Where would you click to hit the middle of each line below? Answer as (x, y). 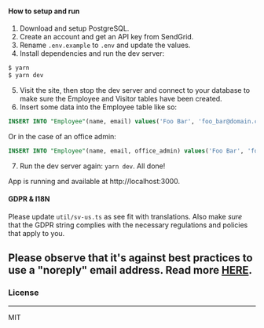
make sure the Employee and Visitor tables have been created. (121, 98)
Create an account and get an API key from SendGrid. (106, 37)
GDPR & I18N (29, 199)
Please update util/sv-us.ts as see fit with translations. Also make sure (125, 216)
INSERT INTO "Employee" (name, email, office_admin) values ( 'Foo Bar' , (126, 151)
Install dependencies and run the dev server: (92, 53)
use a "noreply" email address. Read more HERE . (130, 270)
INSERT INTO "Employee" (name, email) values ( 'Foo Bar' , (101, 121)
